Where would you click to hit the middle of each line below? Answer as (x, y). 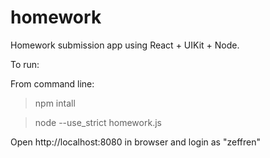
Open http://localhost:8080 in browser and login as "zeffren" (135, 142)
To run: (25, 64)
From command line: (52, 83)
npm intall (55, 103)
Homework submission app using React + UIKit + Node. (125, 45)
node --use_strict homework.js (98, 122)
